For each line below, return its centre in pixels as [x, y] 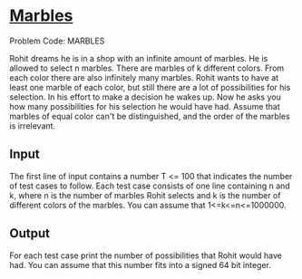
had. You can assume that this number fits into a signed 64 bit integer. [141, 265]
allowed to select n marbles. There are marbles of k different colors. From [147, 68]
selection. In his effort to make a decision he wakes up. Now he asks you [145, 97]
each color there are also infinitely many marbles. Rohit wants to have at [144, 77]
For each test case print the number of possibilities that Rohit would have [146, 255]
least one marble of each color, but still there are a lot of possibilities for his [150, 87]
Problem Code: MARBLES [57, 41]
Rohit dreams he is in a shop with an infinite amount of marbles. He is [139, 58]
